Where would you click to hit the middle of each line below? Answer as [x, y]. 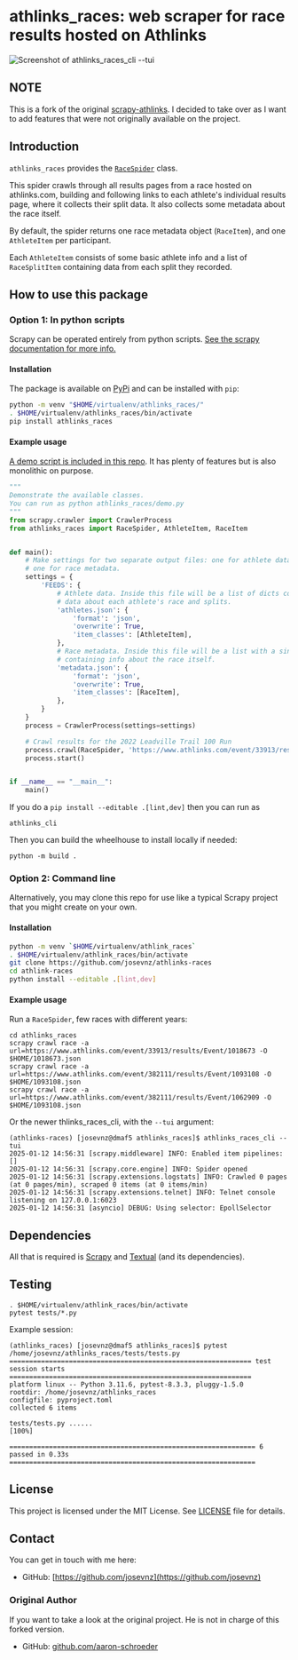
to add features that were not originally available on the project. [125, 118]
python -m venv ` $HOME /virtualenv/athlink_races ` [103, 946]
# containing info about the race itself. [136, 659]
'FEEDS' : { [61, 585]
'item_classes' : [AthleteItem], [132, 635]
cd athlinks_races [43, 1036]
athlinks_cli [33, 823]
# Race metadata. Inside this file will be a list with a [166, 651]
